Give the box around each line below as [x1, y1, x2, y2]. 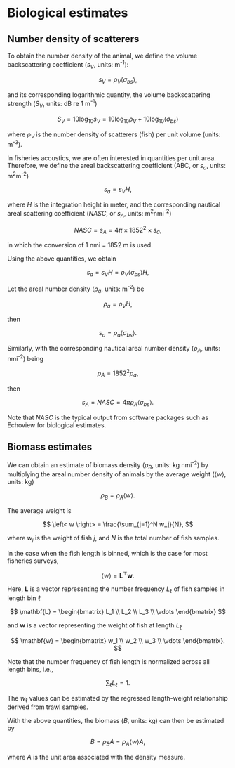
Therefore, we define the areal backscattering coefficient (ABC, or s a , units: [7, 161, 226, 171]
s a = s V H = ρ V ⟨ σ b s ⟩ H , [86, 268, 149, 278]
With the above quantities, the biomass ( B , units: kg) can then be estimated [7, 717, 224, 725]
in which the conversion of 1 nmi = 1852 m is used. [7, 241, 153, 249]
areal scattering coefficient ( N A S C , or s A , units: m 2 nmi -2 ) [7, 208, 172, 219]
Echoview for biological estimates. [7, 420, 107, 429]
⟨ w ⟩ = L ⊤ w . [101, 570, 135, 580]
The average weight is [7, 506, 72, 514]
